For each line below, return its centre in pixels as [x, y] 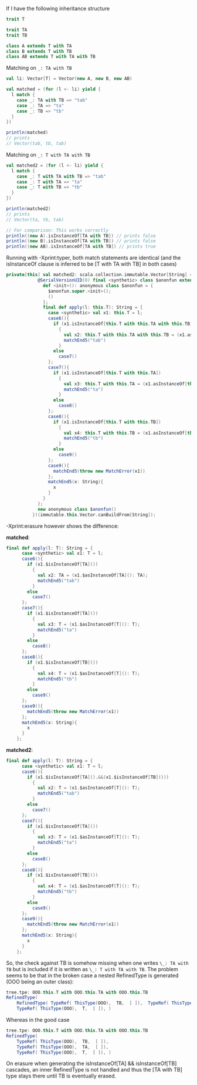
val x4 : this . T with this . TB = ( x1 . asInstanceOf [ [125, 433]
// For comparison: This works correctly [57, 230]
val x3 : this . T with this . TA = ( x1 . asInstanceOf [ [125, 384]
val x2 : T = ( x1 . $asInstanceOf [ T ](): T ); [89, 788]
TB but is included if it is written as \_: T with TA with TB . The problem [92, 969]
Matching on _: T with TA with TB [48, 154]
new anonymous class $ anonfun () [77, 509]
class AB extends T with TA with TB [51, 57]
